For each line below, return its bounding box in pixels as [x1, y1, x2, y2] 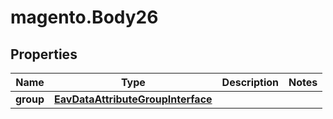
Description [221, 76, 280, 89]
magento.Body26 [10, 6, 159, 29]
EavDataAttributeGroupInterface [54, 92, 213, 106]
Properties [10, 46, 78, 63]
